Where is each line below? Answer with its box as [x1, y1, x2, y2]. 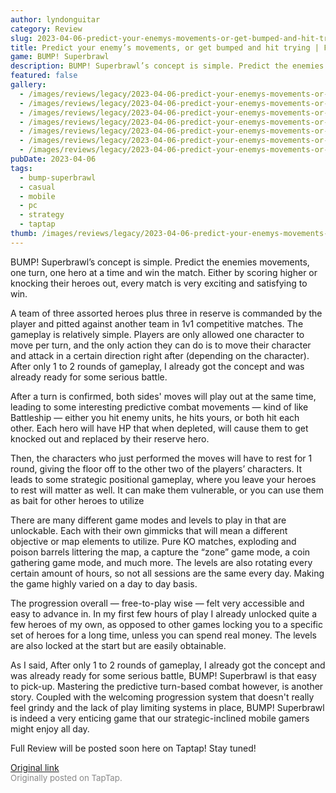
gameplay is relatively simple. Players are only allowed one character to [10, 328, 305, 340]
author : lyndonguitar [10, 14, 101, 25]
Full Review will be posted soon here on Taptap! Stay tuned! [10, 742, 257, 754]
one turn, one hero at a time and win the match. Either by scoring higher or [10, 266, 318, 278]
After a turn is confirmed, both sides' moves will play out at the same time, [10, 390, 317, 402]
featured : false [10, 71, 78, 81]
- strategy [19, 210, 65, 220]
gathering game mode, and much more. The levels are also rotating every [10, 556, 313, 568]
